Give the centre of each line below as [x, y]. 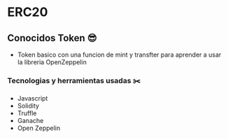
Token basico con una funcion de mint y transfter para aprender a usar [119, 54]
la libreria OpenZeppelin [52, 62]
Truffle [27, 113]
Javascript [33, 98]
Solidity [28, 106]
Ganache [30, 121]
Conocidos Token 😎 [52, 38]
